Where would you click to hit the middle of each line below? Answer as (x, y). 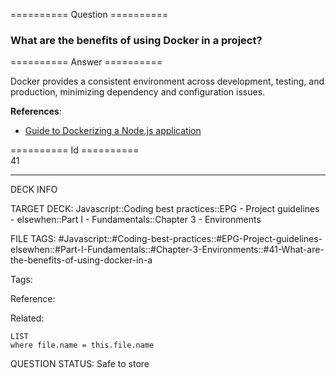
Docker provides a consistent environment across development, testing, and (167, 81)
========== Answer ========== (86, 62)
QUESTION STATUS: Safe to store (80, 364)
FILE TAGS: (33, 239)
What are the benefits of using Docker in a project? (136, 40)
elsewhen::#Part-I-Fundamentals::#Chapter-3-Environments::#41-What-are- (167, 250)
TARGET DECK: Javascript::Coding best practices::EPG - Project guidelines (165, 209)
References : (36, 111)
